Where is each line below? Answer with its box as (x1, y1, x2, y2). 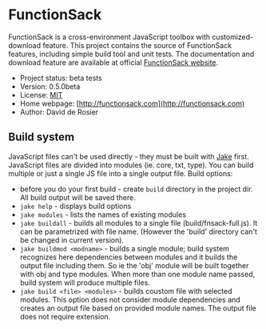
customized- (211, 32, 254, 42)
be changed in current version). (19, 235, 125, 245)
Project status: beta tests (19, 73, 102, 82)
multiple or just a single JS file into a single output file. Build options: (8, 168, 233, 178)
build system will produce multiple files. (19, 278, 150, 287)
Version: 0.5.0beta (19, 82, 81, 91)
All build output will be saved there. (19, 192, 136, 202)
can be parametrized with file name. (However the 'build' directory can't (19, 227, 258, 236)
